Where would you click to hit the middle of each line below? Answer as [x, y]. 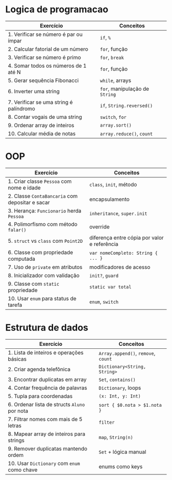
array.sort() [116, 125]
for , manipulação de [125, 89]
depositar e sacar [29, 202]
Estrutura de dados [47, 328]
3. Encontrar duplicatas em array [47, 379]
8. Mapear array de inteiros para [47, 434]
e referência [104, 244]
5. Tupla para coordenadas [40, 396]
